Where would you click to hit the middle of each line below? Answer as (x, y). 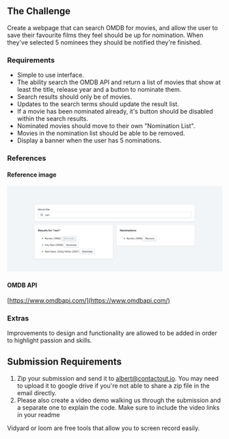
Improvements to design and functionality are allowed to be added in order (112, 333)
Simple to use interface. (50, 75)
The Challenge (39, 11)
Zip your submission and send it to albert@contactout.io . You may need (118, 378)
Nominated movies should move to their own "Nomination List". (106, 126)
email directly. (37, 392)
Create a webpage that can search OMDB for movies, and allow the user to (112, 27)
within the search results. (53, 118)
